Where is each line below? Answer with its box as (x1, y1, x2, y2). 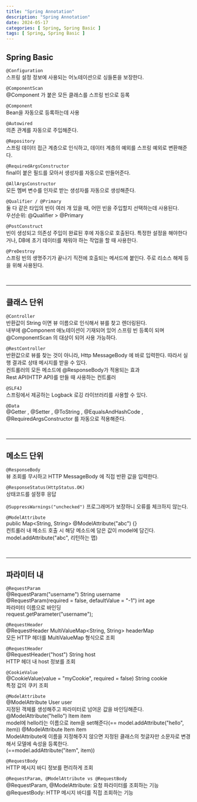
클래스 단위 (6, 297, 44, 307)
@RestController (6, 345, 46, 351)
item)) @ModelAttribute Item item (6, 726, 87, 733)
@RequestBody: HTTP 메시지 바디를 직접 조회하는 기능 (6, 789, 134, 796)
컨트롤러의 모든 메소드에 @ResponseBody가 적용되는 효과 (6, 366, 140, 373)
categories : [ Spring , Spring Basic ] (6, 25, 101, 31)
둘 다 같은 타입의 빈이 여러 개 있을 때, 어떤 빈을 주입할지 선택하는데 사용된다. (6, 204, 179, 212)
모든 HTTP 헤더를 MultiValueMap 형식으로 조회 (6, 634, 116, 641)
